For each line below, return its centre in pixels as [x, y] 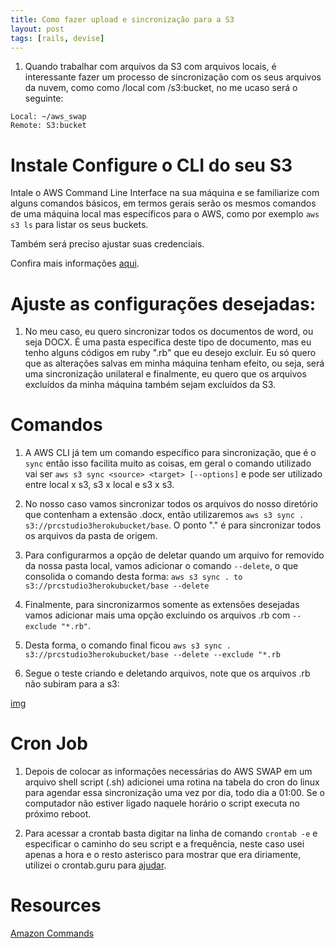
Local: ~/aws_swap [48, 117]
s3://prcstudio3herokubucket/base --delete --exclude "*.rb [152, 655]
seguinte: [44, 98]
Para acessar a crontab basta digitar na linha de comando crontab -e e [171, 833]
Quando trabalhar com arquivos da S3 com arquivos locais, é [150, 67]
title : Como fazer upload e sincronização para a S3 [122, 19]
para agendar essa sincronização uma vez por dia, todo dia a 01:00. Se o [174, 793]
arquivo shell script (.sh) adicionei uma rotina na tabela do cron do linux [172, 782]
